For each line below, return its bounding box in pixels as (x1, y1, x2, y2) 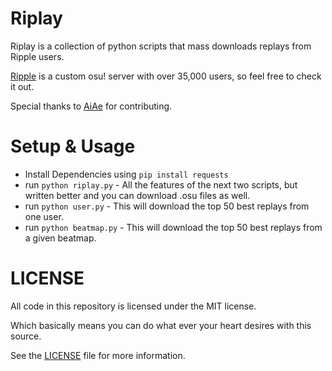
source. (10, 330, 42, 342)
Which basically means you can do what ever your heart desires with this (10, 319, 312, 331)
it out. (10, 80, 35, 92)
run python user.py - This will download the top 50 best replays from (24, 200, 310, 212)
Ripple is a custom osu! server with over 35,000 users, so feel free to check (10, 70, 322, 82)
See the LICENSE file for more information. (10, 349, 186, 361)
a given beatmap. (24, 232, 97, 244)
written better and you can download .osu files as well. (24, 189, 251, 201)
